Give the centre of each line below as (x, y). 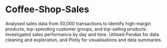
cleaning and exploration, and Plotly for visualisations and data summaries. (84, 40)
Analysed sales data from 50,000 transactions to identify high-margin (78, 23)
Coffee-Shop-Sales (47, 9)
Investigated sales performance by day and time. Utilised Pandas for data (82, 34)
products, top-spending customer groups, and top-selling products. (76, 29)
